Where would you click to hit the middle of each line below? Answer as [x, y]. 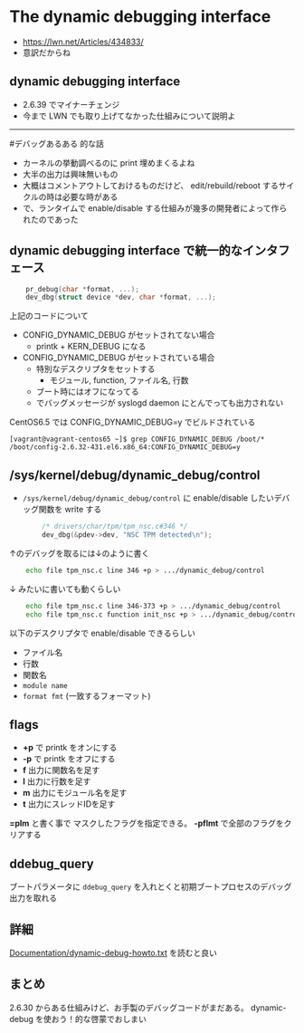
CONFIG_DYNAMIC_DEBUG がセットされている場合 [119, 358]
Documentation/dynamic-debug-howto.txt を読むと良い [113, 952]
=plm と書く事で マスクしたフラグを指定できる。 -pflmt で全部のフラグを [147, 823]
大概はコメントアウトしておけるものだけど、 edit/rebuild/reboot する [150, 185]
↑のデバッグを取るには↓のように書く [80, 553]
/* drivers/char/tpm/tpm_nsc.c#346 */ [115, 527]
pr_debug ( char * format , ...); [83, 289]
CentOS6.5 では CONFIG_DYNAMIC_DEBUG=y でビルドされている [133, 422]
